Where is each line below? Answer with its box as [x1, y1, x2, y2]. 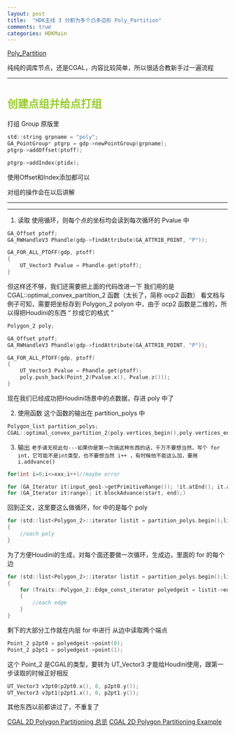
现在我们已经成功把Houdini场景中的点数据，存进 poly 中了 [7, 394, 174, 402]
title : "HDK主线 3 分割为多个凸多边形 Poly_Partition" [7, 17, 162, 24]
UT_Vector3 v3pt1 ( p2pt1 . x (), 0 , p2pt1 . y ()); [7, 689, 139, 697]
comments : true [7, 23, 52, 30]
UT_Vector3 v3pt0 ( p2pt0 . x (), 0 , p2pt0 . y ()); [7, 682, 139, 690]
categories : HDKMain [7, 29, 68, 37]
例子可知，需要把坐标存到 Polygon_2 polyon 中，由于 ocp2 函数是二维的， [7, 300, 222, 308]
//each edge [32, 599, 68, 607]
